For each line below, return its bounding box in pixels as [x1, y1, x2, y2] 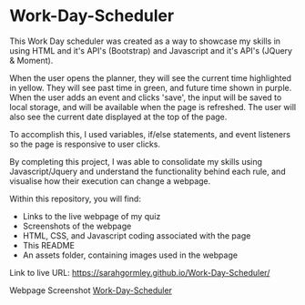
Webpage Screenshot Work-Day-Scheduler [9, 284, 173, 296]
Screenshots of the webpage [22, 220, 132, 231]
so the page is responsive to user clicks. [9, 138, 161, 149]
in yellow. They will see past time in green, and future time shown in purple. [9, 82, 292, 93]
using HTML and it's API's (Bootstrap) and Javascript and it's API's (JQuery [9, 45, 293, 56]
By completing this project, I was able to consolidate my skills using [9, 156, 262, 167]
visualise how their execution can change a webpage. [9, 175, 211, 187]
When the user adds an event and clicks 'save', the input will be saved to [9, 92, 282, 103]
